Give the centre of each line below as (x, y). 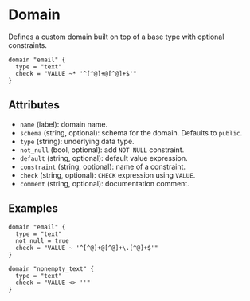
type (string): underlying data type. (77, 141)
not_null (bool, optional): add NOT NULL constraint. (102, 150)
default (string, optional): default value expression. (104, 158)
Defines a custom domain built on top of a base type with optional (116, 37)
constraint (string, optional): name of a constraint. (102, 166)
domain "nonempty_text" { (51, 268)
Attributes (34, 105)
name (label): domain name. (64, 124)
